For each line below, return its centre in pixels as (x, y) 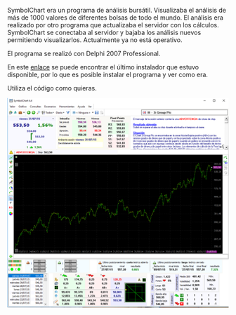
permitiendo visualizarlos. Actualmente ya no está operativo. (95, 40)
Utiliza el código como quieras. (52, 88)
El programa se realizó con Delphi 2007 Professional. (84, 53)
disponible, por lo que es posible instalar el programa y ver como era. (108, 74)
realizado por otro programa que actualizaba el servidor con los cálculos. (113, 25)
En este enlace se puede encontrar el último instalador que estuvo (103, 67)
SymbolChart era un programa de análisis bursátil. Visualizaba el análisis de (117, 10)
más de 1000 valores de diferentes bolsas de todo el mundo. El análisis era (115, 18)
